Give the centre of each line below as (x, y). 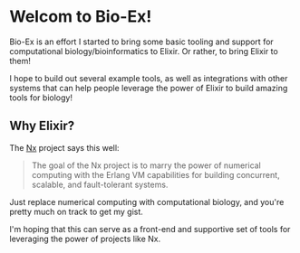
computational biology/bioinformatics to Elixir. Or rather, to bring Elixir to (144, 51)
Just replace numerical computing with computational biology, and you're (147, 201)
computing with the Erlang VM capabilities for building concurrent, (155, 174)
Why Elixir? (42, 126)
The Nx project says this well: (64, 147)
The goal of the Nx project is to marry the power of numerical (146, 165)
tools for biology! (41, 98)
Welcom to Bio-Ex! (81, 17)
